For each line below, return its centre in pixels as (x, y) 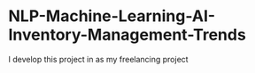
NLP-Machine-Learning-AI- (112, 16)
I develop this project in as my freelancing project (98, 59)
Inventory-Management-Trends (127, 35)
